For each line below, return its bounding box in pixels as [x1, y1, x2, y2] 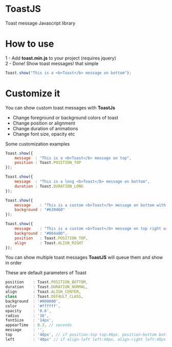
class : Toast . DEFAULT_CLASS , [5, 294, 83, 299]
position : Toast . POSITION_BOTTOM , [5, 280, 88, 285]
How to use [5, 38, 54, 50]
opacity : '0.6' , [5, 308, 52, 313]
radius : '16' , [5, 313, 50, 318]
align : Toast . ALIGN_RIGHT [14, 240, 83, 246]
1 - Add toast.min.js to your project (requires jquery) [5, 55, 117, 61]
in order [5, 260, 22, 266]
